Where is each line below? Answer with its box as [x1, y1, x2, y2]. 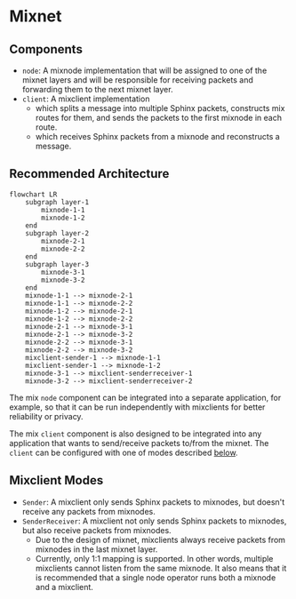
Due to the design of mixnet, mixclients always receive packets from [35, 534, 286, 545]
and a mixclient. [35, 581, 93, 592]
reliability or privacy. [9, 411, 84, 421]
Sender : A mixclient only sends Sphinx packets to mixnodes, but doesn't [21, 496, 285, 507]
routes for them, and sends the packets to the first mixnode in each [35, 113, 283, 123]
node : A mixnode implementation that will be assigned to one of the [21, 65, 268, 76]
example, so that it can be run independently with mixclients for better [9, 402, 266, 412]
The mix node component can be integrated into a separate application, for [9, 392, 282, 403]
